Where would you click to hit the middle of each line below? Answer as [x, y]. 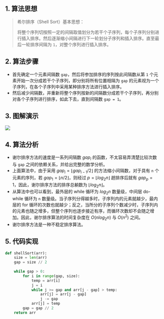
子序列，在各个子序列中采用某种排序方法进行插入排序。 [68, 87]
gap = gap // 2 [38, 308]
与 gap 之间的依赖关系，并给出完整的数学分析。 [60, 165]
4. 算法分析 [22, 144]
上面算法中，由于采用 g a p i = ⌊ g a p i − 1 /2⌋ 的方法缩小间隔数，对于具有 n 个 [86, 171]
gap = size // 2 [31, 262]
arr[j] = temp [46, 304]
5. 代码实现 [22, 241]
